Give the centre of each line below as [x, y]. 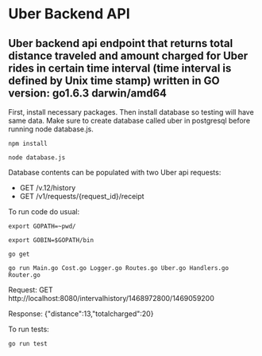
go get [19, 254]
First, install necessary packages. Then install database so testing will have [131, 112]
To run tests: [29, 329]
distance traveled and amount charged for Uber [128, 55]
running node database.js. [51, 129]
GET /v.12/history [48, 188]
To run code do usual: [44, 211]
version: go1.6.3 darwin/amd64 [87, 93]
